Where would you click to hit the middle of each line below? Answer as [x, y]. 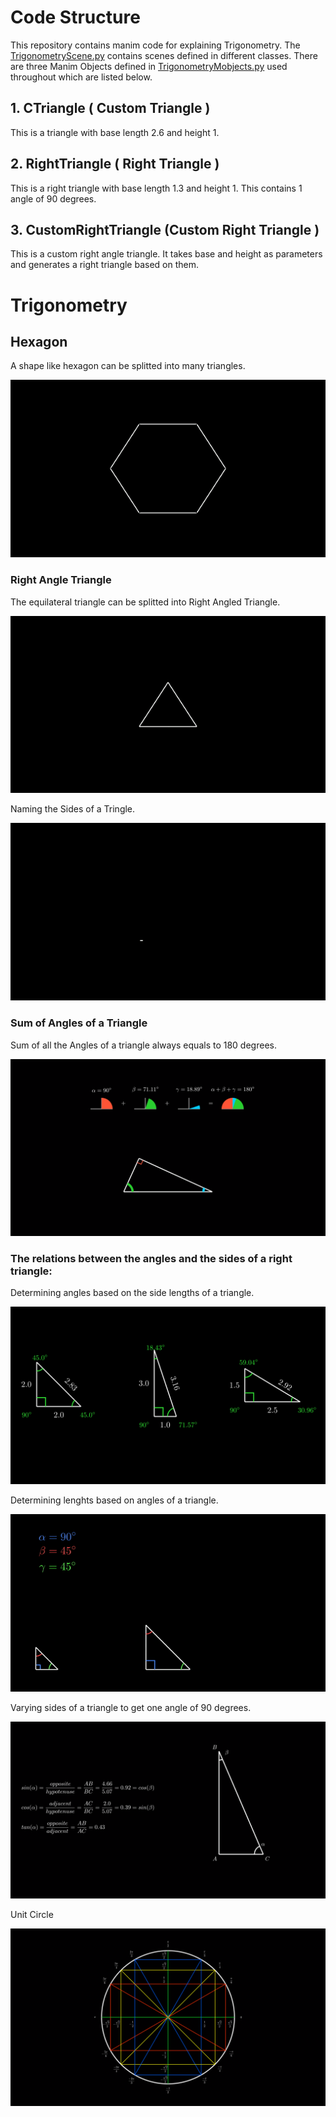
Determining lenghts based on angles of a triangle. [114, 1500]
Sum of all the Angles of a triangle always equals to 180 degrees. [143, 1045]
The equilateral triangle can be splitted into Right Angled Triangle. [145, 602]
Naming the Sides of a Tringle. [73, 809]
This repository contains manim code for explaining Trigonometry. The [155, 45]
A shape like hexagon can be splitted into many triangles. [128, 366]
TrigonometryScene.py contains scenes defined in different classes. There [164, 55]
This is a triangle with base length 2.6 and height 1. [115, 132]
